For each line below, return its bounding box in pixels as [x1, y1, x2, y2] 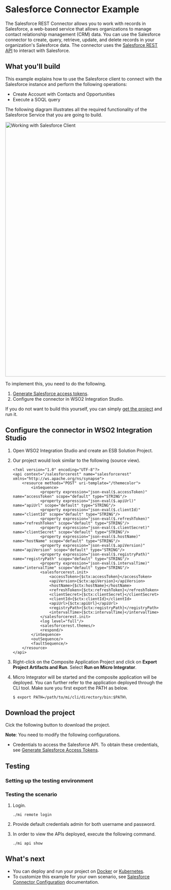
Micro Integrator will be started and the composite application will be [12, 674, 157, 680]
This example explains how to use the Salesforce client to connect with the [5, 75, 162, 82]
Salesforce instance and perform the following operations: [5, 81, 127, 87]
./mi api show [12, 841, 43, 846]
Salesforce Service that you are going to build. [5, 112, 103, 118]
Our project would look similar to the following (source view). [12, 457, 141, 463]
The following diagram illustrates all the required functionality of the [5, 106, 148, 113]
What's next [5, 854, 45, 864]
